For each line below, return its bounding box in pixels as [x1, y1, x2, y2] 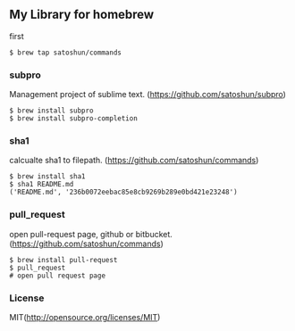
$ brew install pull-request [9, 255, 118, 264]
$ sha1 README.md [9, 180, 74, 189]
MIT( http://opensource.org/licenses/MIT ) [9, 312, 161, 322]
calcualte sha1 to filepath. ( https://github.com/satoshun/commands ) [9, 155, 259, 166]
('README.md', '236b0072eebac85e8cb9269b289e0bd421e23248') [9, 187, 239, 197]
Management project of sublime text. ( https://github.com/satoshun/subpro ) [9, 89, 286, 100]
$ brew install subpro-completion [9, 114, 139, 123]
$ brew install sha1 [9, 172, 87, 181]
